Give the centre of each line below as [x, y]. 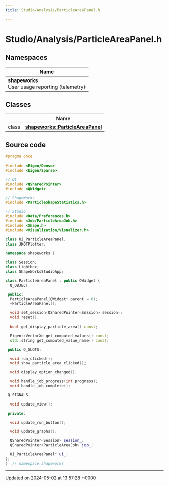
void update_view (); [31, 404]
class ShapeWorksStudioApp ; [35, 272]
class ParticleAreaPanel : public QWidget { [53, 280]
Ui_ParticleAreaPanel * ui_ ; [39, 454]
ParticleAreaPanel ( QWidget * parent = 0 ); [54, 299]
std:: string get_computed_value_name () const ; [59, 340]
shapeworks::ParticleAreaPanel [63, 127]
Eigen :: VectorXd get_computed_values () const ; [59, 336]
